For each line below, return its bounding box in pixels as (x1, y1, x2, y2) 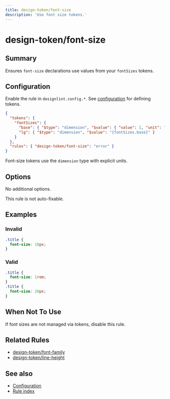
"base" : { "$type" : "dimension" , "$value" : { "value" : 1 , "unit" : (18, 125, 162, 130)
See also (5, 369, 33, 378)
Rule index (12, 388, 35, 394)
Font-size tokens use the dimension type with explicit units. (5, 158, 128, 164)
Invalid (5, 226, 22, 233)
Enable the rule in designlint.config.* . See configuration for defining (5, 96, 151, 102)
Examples (5, 210, 37, 219)
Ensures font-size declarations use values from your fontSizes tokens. (5, 67, 154, 74)
